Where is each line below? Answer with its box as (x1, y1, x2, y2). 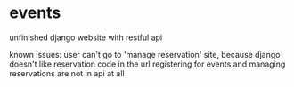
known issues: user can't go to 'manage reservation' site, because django (9, 49, 281, 59)
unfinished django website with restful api (9, 32, 163, 43)
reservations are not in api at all (9, 67, 125, 78)
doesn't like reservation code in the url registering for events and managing (9, 59, 286, 69)
